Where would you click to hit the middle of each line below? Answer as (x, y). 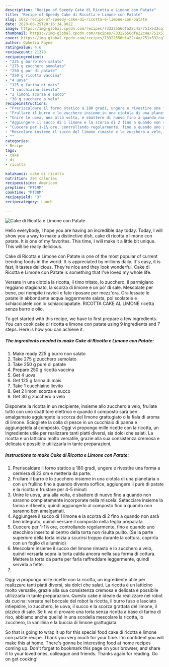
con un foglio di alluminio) (39, 543)
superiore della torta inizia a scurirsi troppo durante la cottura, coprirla (85, 537)
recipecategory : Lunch (29, 202)
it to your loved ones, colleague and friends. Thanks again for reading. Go (81, 653)
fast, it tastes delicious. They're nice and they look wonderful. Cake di (77, 267)
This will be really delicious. (34, 246)
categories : (18, 141)
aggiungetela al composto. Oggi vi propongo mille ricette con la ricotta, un (82, 428)
